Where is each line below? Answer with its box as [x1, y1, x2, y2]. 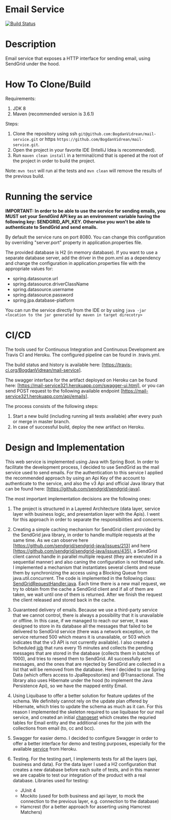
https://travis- [103, 361, 133, 368]
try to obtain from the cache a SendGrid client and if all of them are [12, 586, 154, 592]
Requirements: [5, 95, 36, 102]
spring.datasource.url [12, 275, 58, 281]
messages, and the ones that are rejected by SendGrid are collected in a [12, 661, 165, 667]
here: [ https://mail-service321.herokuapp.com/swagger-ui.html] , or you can [5, 382, 165, 389]
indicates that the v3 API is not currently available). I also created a [12, 639, 154, 645]
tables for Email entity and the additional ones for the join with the [12, 719, 151, 726]
